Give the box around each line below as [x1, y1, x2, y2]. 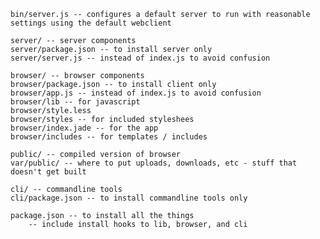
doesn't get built [10, 167, 87, 177]
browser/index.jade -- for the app [10, 123, 159, 133]
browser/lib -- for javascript [10, 97, 141, 107]
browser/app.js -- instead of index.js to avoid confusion [10, 88, 262, 98]
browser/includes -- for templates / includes [10, 132, 208, 142]
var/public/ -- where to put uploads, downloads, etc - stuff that [10, 158, 298, 168]
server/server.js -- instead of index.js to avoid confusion [10, 53, 271, 63]
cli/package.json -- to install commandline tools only [10, 193, 248, 203]
